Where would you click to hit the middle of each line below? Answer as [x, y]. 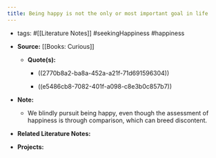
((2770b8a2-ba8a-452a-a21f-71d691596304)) [104, 73]
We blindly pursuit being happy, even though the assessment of [118, 113]
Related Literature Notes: [54, 133]
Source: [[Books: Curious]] [56, 46]
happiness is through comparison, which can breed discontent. [117, 120]
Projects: [30, 147]
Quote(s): [42, 60]
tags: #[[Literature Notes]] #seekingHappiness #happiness [101, 33]
